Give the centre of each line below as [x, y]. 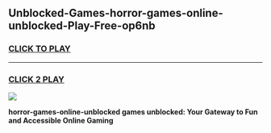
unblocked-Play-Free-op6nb [82, 26]
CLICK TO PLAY [40, 49]
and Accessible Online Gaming [61, 120]
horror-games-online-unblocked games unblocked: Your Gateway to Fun [133, 111]
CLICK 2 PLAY [36, 79]
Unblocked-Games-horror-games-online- [116, 13]
